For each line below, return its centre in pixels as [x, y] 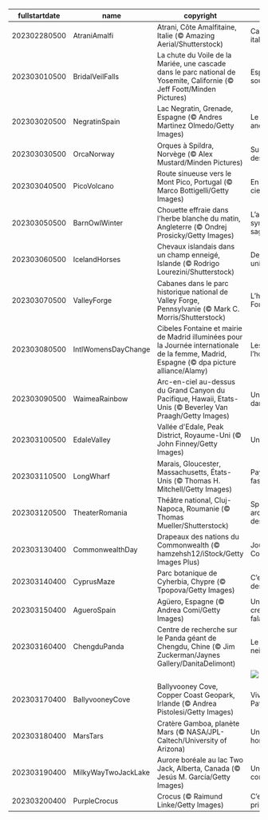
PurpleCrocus [96, 801]
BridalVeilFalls [96, 76]
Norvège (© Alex [185, 153]
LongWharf [91, 476]
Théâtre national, [185, 500]
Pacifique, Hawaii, [186, 399]
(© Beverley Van [201, 407]
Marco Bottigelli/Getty [193, 190]
